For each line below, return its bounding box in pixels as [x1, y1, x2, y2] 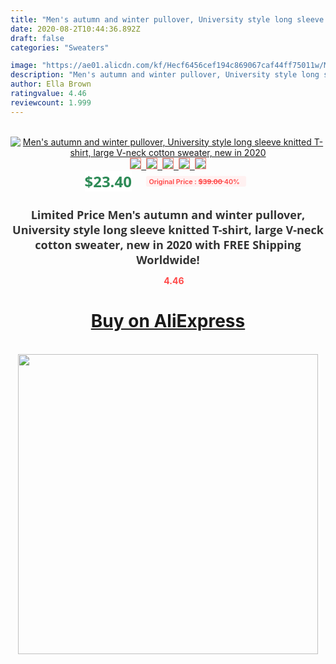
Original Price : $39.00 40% [148, 176, 240, 186]
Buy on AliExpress [90, 310, 246, 333]
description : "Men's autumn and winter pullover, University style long [10, 70, 320, 80]
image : [10, 61, 38, 71]
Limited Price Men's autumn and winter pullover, [30, 206, 306, 223]
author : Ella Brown [10, 79, 92, 90]
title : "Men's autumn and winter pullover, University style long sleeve [10, 14, 325, 25]
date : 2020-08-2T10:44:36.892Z [10, 24, 141, 34]
